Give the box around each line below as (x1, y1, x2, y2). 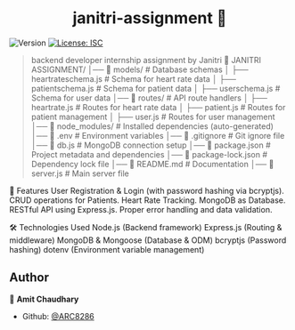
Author (9, 270, 49, 286)
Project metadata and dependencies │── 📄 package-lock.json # (30, 149, 268, 159)
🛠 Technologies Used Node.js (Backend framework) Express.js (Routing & (9, 221, 283, 232)
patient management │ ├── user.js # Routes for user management (30, 111, 275, 122)
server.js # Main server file (30, 168, 129, 179)
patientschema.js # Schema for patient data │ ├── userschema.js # (30, 83, 281, 93)
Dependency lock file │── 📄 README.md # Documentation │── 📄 (30, 158, 275, 169)
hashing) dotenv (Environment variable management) (9, 244, 205, 254)
